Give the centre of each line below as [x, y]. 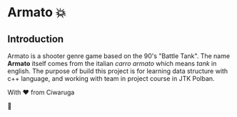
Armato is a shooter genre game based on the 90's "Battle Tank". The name [119, 56]
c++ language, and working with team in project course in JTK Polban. [111, 78]
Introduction [36, 39]
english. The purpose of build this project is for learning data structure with [118, 71]
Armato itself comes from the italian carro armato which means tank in [112, 63]
